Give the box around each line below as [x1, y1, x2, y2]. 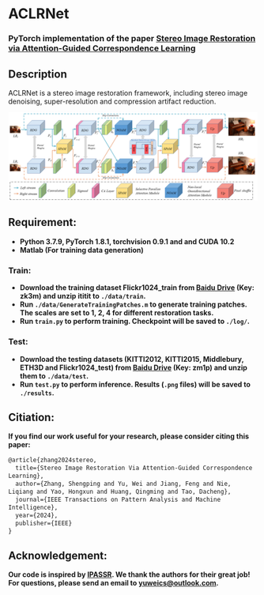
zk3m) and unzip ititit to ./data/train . [19, 292, 146, 301]
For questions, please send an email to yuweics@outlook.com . [8, 578, 219, 588]
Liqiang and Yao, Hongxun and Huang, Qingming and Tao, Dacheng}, [8, 488, 232, 496]
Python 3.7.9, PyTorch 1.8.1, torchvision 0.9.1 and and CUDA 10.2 [19, 236, 235, 246]
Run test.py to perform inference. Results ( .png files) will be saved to [19, 379, 251, 389]
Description [8, 67, 67, 81]
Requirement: [8, 216, 77, 229]
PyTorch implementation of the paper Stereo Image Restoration [8, 33, 256, 44]
